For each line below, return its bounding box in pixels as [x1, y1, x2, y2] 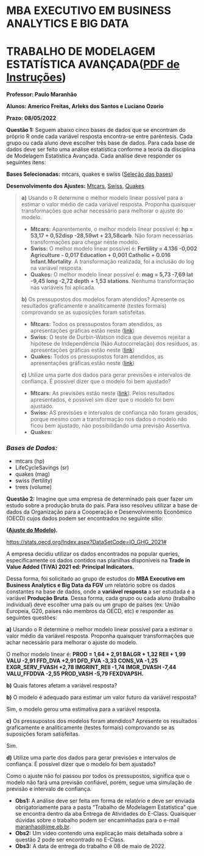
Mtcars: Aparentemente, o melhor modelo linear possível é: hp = [30, 225, 194, 233]
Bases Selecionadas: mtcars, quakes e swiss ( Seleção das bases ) [6, 170, 174, 178]
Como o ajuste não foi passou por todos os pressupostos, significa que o [6, 772, 190, 780]
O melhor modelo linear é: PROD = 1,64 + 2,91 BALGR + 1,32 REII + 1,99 [6, 651, 186, 658]
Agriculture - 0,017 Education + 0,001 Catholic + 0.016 [30, 252, 171, 259]
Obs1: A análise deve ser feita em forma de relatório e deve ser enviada [15, 797, 195, 805]
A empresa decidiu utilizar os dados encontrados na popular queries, [6, 550, 180, 557]
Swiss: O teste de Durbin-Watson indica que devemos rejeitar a [30, 333, 191, 341]
